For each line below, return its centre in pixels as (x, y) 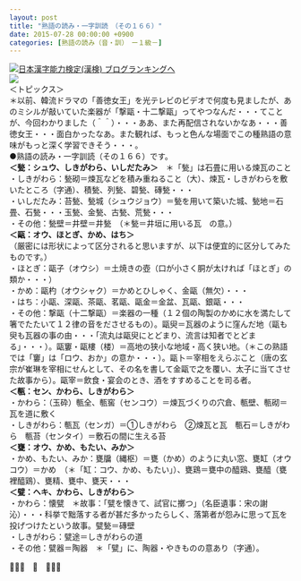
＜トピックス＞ (37, 90)
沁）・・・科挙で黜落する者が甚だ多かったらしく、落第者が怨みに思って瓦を (149, 515)
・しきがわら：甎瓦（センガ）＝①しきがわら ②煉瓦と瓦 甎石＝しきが (146, 425)
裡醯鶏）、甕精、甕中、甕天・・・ (70, 481)
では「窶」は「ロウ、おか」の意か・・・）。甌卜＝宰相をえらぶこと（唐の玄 (149, 358)
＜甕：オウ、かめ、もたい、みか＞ (72, 448)
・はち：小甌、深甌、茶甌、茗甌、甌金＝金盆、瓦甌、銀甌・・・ (127, 302)
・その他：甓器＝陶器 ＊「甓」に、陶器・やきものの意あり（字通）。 (137, 548)
